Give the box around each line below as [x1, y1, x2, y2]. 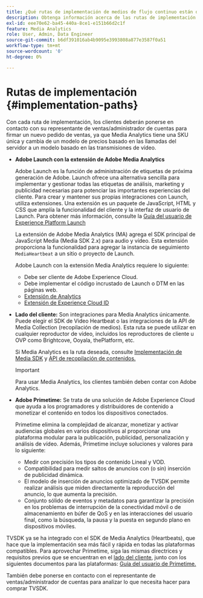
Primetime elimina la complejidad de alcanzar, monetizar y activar [14, 421, 179, 428]
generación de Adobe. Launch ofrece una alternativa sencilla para [14, 174, 180, 181]
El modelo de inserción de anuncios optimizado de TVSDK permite [24, 478, 190, 485]
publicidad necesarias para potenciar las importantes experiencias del [14, 186, 190, 194]
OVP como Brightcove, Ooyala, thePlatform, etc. [14, 337, 135, 344]
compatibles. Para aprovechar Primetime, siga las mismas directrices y [6, 547, 182, 554]
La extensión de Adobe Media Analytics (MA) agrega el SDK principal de [14, 231, 196, 238]
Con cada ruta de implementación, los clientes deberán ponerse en [6, 118, 174, 125]
